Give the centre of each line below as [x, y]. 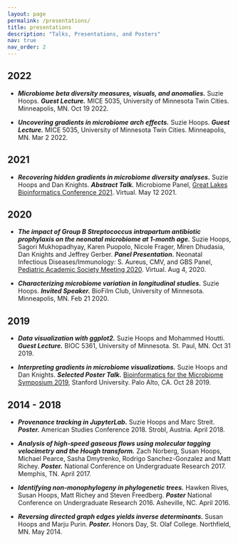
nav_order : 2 [27, 47]
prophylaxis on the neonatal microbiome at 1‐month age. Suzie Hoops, [124, 239]
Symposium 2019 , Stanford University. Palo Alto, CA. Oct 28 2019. [114, 382]
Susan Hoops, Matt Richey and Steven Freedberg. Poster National [115, 495]
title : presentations [40, 27]
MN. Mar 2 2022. [43, 137]
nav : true [22, 41]
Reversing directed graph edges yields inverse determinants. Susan [120, 517]
